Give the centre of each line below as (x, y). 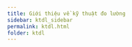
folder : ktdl (26, 33)
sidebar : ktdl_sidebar (40, 20)
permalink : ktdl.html (39, 26)
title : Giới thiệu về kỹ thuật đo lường (67, 13)
